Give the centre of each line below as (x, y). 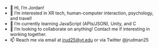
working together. (28, 34)
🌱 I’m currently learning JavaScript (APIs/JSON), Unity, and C (73, 23)
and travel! (21, 18)
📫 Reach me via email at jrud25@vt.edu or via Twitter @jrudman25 (79, 40)
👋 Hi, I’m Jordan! (27, 8)
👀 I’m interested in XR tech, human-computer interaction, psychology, (81, 13)
